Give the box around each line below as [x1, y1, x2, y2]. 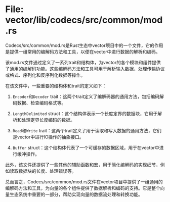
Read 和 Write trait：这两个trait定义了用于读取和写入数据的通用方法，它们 [12, 127, 162, 133]
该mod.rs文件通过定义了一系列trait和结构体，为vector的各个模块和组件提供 [5, 59, 161, 65]
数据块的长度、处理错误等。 [18, 168, 76, 174]
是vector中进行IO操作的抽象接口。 [12, 134, 84, 140]
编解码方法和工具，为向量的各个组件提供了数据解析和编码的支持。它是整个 [5, 185, 160, 191]
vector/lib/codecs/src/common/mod [5, 14, 163, 26]
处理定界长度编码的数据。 [21, 117, 75, 123]
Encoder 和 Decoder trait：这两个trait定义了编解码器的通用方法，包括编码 [12, 93, 160, 99]
